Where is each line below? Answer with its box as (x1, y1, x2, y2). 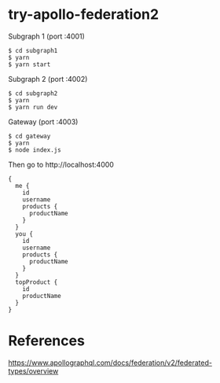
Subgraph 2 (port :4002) (8, 74, 88, 83)
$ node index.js (8, 145, 61, 154)
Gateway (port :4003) (8, 116, 79, 127)
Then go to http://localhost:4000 (8, 160, 114, 169)
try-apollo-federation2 (8, 6, 159, 24)
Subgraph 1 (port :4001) (8, 31, 85, 41)
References (8, 332, 85, 350)
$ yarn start (8, 61, 51, 68)
